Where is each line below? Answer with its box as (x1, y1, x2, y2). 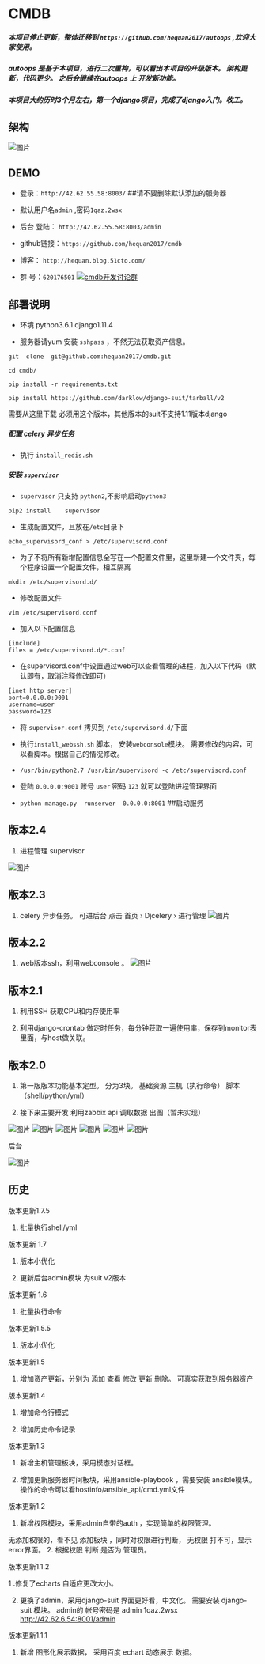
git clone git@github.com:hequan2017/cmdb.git (8, 353, 172, 361)
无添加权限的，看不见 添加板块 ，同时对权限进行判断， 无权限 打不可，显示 (8, 1535, 252, 1545)
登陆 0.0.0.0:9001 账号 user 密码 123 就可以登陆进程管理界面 (19, 781, 218, 791)
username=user (8, 701, 55, 709)
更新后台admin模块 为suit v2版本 (19, 1273, 127, 1282)
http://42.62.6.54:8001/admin (19, 1614, 116, 1624)
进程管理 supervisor (19, 845, 85, 855)
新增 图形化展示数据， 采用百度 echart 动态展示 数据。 (19, 1647, 196, 1657)
